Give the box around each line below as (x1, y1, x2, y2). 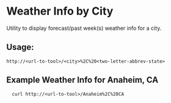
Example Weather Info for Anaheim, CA (6, 75, 159, 85)
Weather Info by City (6, 4, 114, 18)
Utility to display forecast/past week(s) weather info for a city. (6, 24, 162, 32)
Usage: (6, 42, 35, 52)
